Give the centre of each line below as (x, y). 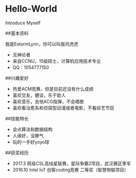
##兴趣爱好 (17, 78)
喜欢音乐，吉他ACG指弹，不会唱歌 (48, 101)
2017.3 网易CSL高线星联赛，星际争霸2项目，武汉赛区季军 (72, 163)
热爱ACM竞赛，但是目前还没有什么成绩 (53, 88)
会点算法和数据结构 (32, 129)
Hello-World (31, 9)
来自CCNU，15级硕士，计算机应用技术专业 (57, 61)
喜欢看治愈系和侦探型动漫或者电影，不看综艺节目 (63, 108)
